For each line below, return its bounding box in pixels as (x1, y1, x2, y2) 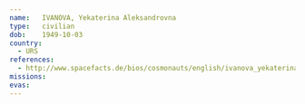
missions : (9, 72, 47, 81)
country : (9, 38, 43, 48)
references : (9, 55, 54, 64)
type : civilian (9, 22, 75, 31)
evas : (9, 80, 30, 90)
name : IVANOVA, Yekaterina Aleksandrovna (9, 13, 177, 23)
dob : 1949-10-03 (9, 30, 84, 39)
